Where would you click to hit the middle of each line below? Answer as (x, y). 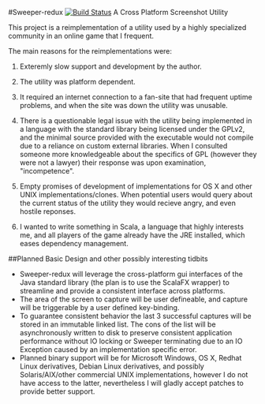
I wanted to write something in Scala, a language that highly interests (132, 226)
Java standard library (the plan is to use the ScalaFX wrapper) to (125, 282)
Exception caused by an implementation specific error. (108, 350)
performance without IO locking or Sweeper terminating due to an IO (131, 341)
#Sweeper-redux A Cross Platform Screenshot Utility (118, 12)
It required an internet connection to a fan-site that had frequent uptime (136, 97)
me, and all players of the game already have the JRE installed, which (132, 235)
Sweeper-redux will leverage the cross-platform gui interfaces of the (131, 274)
